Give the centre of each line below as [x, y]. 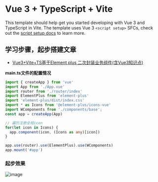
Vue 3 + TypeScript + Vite [59, 9]
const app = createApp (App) [34, 114]
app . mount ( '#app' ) [24, 150]
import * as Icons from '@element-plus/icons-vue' [58, 105]
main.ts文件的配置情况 [28, 73]
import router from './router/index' [44, 91]
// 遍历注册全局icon [24, 123]
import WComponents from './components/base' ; [54, 109]
